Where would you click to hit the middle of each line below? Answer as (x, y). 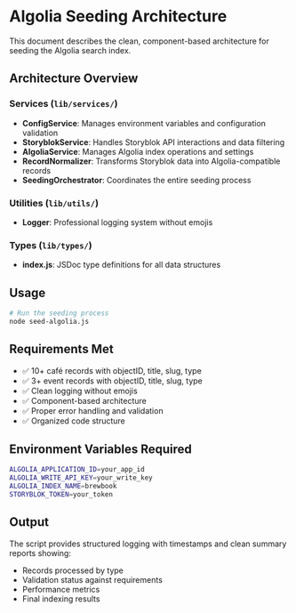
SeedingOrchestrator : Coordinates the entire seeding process (136, 180)
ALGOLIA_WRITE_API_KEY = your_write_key (81, 478)
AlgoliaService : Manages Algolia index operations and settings (138, 151)
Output (29, 522)
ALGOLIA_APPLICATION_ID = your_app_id (77, 470)
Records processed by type (73, 570)
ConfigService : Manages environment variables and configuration (144, 123)
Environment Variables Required (101, 449)
